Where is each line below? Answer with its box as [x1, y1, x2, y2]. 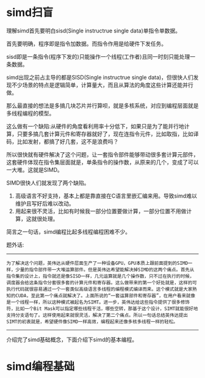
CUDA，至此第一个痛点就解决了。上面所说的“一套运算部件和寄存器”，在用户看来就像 [15, 292, 195, 298]
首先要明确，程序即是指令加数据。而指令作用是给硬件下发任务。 [6, 40, 167, 47]
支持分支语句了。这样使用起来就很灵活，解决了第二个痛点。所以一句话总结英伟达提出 [6, 312, 188, 318]
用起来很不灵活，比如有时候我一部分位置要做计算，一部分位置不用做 [15, 207, 187, 215]
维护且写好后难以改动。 [15, 199, 74, 207]
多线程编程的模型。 [6, 109, 55, 117]
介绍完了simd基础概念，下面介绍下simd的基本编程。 [6, 336, 138, 343]
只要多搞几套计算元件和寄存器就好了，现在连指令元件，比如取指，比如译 [16, 130, 199, 138]
